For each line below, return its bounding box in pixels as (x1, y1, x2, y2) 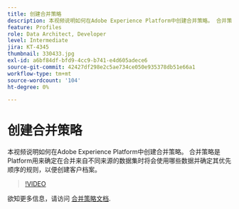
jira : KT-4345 (7, 44, 50, 51)
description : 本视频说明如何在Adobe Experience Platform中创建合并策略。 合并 (7, 17, 228, 24)
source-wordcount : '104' (7, 76, 81, 84)
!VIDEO (24, 180, 46, 188)
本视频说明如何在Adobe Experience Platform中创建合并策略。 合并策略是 (7, 148, 221, 156)
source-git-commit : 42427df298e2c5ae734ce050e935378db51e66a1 (7, 63, 196, 71)
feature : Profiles (7, 24, 62, 31)
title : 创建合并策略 (7, 10, 62, 18)
